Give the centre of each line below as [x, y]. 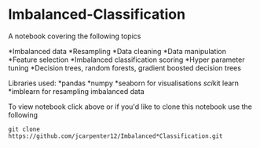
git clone [24, 129]
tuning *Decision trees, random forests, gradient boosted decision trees [125, 67]
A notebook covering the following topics [75, 36]
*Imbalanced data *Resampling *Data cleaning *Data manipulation [117, 51]
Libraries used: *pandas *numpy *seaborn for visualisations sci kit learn [124, 83]
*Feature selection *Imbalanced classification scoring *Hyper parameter [126, 60]
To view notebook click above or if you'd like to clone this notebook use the [130, 106]
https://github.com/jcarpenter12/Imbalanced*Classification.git [115, 136]
